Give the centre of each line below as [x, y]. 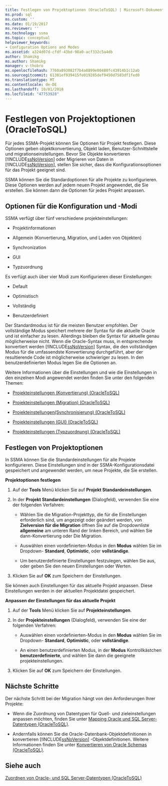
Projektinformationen [34, 228]
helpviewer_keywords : [28, 43]
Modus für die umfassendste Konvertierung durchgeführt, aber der [74, 352]
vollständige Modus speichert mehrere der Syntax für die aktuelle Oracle [80, 331]
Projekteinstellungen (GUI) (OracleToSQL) [55, 422]
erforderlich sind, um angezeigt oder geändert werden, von [81, 520]
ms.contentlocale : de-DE [31, 84]
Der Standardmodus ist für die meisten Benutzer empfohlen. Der [71, 325]
